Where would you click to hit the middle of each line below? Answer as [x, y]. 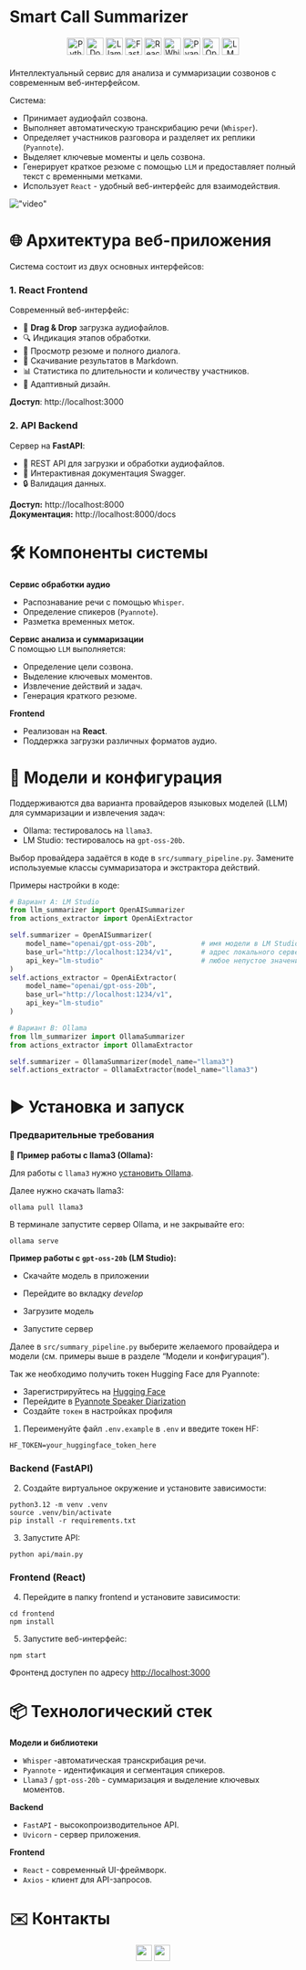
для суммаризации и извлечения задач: [87, 812]
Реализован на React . [65, 731]
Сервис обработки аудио [60, 584]
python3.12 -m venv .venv [58, 1505]
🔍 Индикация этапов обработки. [87, 338]
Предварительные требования [82, 1135]
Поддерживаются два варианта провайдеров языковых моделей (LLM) [149, 803]
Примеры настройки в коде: [65, 885]
